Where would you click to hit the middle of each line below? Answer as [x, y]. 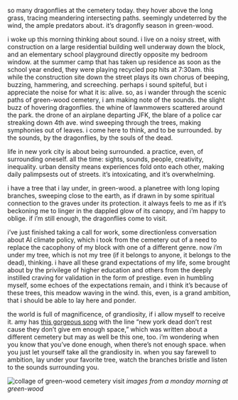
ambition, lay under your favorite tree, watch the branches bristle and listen [117, 360]
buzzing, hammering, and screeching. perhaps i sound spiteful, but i [107, 84]
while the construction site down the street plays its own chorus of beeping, [118, 77]
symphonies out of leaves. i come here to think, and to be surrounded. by [115, 130]
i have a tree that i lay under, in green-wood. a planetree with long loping [114, 188]
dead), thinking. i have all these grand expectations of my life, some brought [119, 262]
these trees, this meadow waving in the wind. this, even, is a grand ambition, [119, 293]
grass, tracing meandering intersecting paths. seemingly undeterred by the [117, 18]
